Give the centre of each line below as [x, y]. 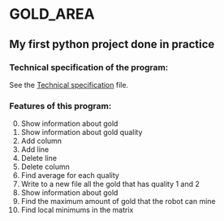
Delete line [39, 158]
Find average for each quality [70, 175]
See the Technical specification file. [69, 84]
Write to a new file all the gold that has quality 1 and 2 [110, 184]
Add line [35, 149]
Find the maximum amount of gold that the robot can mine [118, 201]
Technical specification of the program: [89, 67]
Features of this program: [60, 106]
